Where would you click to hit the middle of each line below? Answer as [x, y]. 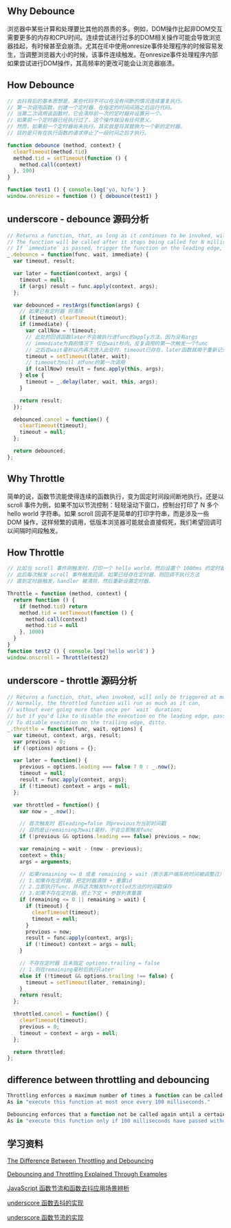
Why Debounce [41, 11]
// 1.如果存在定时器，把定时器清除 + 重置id [76, 880]
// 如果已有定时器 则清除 [52, 311]
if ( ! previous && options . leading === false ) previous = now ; [110, 837]
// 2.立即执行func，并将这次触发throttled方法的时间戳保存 [96, 887]
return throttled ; [40, 1052]
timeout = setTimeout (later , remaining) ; [86, 983]
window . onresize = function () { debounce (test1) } [82, 196]
